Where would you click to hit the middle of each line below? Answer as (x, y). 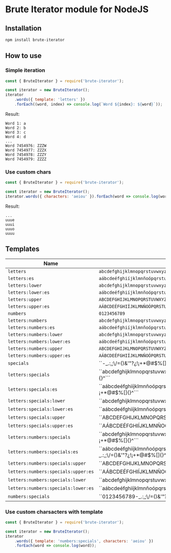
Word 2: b (16, 128)
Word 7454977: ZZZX (26, 150)
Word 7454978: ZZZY (26, 155)
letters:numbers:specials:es (43, 452)
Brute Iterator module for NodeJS (77, 9)
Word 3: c (16, 132)
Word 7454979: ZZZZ (26, 159)
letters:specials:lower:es (40, 409)
